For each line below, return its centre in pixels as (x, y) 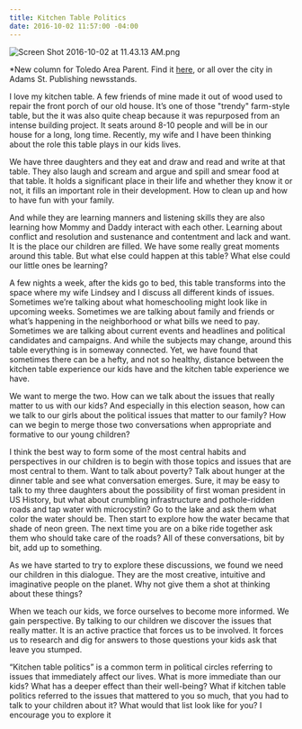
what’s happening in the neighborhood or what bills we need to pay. (135, 321)
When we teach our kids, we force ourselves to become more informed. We (149, 611)
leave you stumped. (46, 649)
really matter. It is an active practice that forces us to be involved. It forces (147, 630)
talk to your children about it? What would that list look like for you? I (136, 705)
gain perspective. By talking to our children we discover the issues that (141, 620)
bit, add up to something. (56, 547)
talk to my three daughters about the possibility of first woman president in (147, 490)
